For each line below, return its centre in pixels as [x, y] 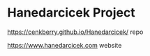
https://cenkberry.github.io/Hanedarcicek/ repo [75, 32]
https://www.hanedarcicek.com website [65, 45]
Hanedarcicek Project [72, 13]
